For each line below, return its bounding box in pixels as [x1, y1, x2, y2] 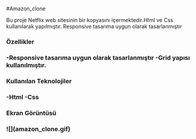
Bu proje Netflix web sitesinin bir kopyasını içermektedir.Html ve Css [6, 17, 174, 23]
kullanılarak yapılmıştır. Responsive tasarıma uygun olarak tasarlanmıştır [6, 23, 182, 30]
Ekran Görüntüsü [6, 109, 57, 117]
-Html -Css [6, 93, 39, 101]
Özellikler [6, 37, 35, 46]
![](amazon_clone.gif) [6, 125, 70, 133]
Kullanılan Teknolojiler [6, 77, 72, 85]
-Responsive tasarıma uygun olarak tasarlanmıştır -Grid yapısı [6, 53, 191, 62]
